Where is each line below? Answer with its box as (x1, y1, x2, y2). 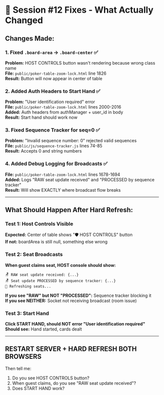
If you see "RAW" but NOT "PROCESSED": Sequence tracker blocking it (5, 292, 152, 298)
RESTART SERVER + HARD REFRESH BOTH (5, 345, 137, 353)
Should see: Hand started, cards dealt (5, 326, 82, 332)
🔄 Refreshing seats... (5, 284, 51, 289)
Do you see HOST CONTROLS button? (12, 375, 89, 381)
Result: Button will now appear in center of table (5, 75, 102, 81)
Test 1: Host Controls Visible (5, 220, 73, 227)
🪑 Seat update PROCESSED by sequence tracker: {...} (5, 278, 116, 283)
